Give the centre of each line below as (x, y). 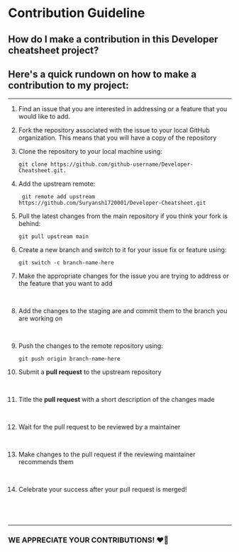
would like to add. (44, 117)
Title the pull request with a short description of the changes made (116, 400)
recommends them (46, 462)
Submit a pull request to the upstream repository (90, 372)
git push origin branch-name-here (69, 359)
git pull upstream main (54, 237)
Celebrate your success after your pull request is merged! (102, 490)
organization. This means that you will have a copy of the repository (117, 138)
